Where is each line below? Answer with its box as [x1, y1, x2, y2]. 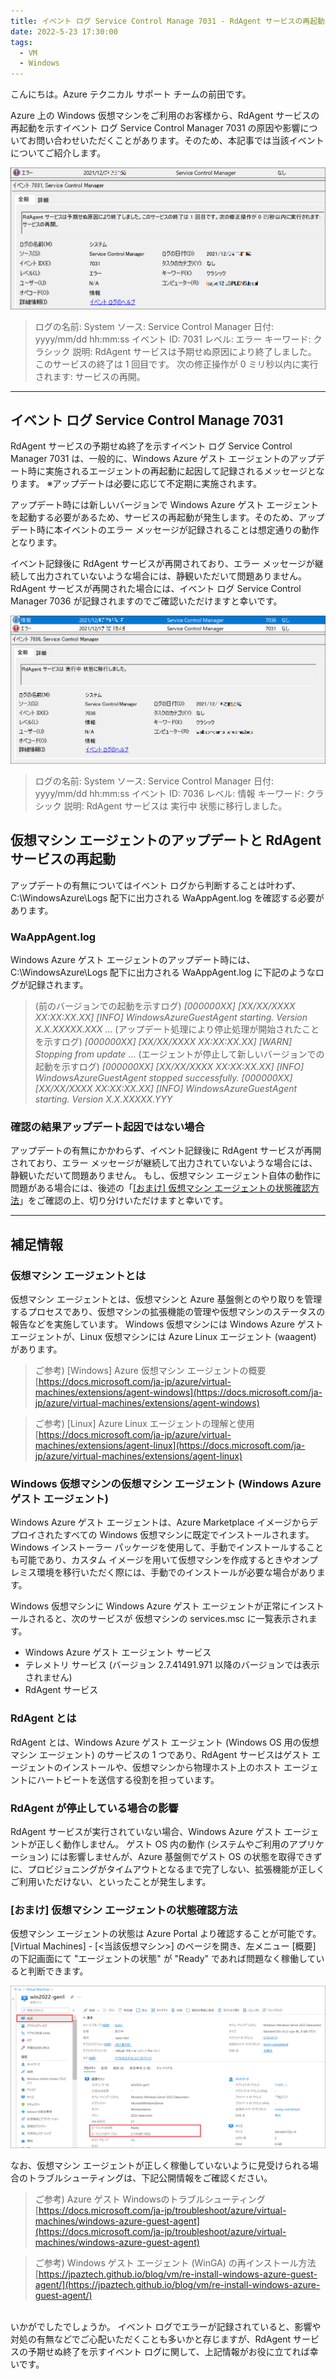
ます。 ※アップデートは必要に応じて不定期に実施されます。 [18, 478, 263, 490]
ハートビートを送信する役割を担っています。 [36, 1773, 220, 1785]
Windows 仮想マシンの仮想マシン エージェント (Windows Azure [10, 1477, 322, 1491]
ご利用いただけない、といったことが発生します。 [10, 1876, 212, 1888]
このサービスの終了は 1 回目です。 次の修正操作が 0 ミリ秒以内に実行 [34, 358, 319, 370]
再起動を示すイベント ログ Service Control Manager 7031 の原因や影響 [10, 122, 301, 134]
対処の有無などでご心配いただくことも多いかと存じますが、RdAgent [10, 2333, 292, 2345]
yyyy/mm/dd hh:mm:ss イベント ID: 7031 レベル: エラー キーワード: [34, 333, 312, 345]
